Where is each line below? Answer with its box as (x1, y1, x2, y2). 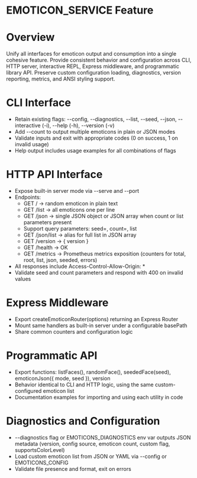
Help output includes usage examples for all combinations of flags (14, 147, 176, 154)
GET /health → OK (23, 244, 68, 251)
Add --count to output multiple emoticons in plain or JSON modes (14, 128, 176, 135)
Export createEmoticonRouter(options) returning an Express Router (14, 315, 179, 322)
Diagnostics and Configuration (6, 415, 160, 428)
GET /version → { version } (23, 238, 89, 244)
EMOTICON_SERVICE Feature (6, 4, 154, 17)
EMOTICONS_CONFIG (14, 459, 69, 466)
